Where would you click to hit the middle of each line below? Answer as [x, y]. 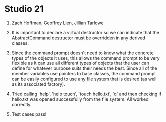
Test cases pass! [29, 114]
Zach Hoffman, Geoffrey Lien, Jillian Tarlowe [58, 23]
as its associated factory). [38, 84]
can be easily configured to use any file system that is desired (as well [84, 79]
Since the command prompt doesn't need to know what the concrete [83, 53]
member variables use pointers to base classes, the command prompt [84, 73]
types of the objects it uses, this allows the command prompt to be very [86, 58]
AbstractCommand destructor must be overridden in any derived [78, 38]
